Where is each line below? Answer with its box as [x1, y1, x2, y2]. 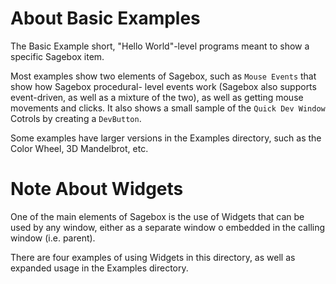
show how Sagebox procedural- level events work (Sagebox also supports [10, 80, 317, 92]
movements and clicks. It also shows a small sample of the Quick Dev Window [10, 102, 326, 114]
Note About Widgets [10, 178, 184, 201]
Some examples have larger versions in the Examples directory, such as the [10, 132, 322, 144]
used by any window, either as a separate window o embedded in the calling [10, 221, 326, 233]
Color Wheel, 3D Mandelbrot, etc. [10, 142, 149, 154]
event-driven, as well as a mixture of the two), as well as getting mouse [10, 91, 304, 103]
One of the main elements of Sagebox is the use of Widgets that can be [10, 210, 305, 222]
